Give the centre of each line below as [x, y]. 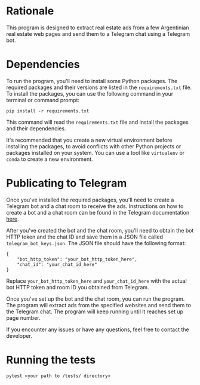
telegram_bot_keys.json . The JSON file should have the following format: [96, 243]
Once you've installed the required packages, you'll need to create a [90, 200]
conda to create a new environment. [50, 159]
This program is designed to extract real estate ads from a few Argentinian [98, 27]
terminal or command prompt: [43, 100]
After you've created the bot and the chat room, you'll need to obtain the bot [100, 230]
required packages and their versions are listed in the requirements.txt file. [99, 87]
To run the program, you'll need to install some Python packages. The [92, 81]
